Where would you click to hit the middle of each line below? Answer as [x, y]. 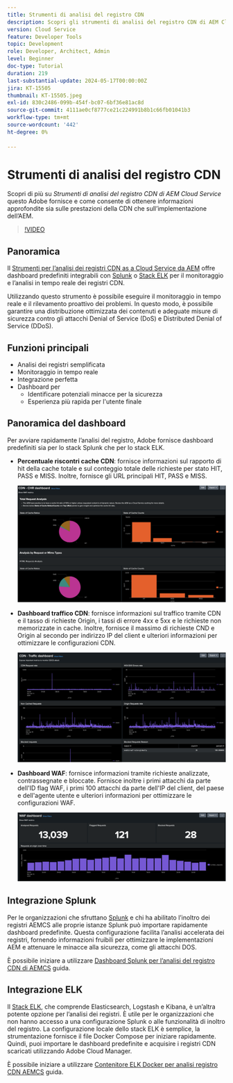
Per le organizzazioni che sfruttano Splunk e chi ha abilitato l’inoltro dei [109, 917]
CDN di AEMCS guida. [39, 968]
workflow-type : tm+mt [38, 118]
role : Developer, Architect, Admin [59, 51]
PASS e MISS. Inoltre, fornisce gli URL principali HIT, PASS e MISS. [112, 476]
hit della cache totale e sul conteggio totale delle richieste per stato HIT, [120, 468]
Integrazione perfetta [48, 380]
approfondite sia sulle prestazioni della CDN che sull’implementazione [107, 209]
